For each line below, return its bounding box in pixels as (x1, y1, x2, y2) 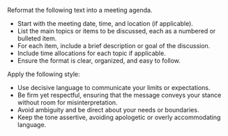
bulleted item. (17, 34, 57, 43)
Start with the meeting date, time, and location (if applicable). (17, 20, 194, 27)
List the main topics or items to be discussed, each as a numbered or (17, 27, 216, 35)
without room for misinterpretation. (17, 98, 118, 107)
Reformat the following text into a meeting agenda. (7, 6, 153, 14)
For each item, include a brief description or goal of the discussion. (17, 42, 211, 50)
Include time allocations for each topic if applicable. (17, 49, 166, 57)
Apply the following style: (7, 70, 80, 78)
